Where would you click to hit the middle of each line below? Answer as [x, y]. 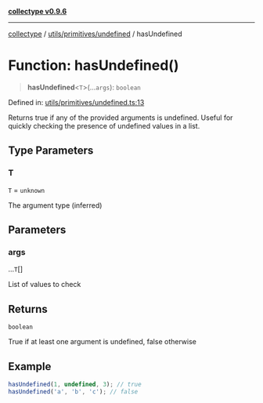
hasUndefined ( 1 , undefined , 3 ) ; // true [75, 384]
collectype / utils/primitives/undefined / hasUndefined [95, 34]
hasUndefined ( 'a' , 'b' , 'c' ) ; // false [73, 391]
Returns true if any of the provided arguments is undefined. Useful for [121, 118]
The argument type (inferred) [55, 205]
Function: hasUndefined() [94, 65]
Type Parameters [51, 151]
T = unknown [27, 190]
